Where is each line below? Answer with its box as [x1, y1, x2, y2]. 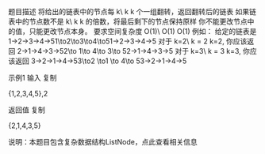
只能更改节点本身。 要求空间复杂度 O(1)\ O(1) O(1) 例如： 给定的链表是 [29, 27, 257, 36]
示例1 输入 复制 [8, 73, 57, 82]
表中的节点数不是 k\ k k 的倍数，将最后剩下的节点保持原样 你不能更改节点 [8, 17, 248, 26]
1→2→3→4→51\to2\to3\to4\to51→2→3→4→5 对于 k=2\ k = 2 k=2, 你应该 [8, 36, 248, 46]
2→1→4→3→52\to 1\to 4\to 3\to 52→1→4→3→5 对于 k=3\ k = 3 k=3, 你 [17, 47, 251, 55]
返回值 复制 [8, 105, 45, 115]
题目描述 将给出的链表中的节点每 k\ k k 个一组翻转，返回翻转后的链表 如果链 [8, 7, 256, 16]
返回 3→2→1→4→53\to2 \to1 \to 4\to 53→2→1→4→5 [14, 56, 187, 66]
